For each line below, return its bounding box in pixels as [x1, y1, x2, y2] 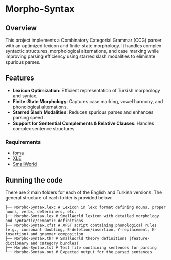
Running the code [5, 175, 63, 185]
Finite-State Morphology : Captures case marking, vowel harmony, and [12, 98, 163, 104]
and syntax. [12, 93, 38, 99]
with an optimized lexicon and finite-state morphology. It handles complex [5, 43, 162, 49]
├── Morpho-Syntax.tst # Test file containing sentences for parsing [5, 245, 157, 250]
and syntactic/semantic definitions [5, 218, 83, 223]
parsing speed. [12, 114, 45, 121]
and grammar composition [30, 231, 83, 236]
